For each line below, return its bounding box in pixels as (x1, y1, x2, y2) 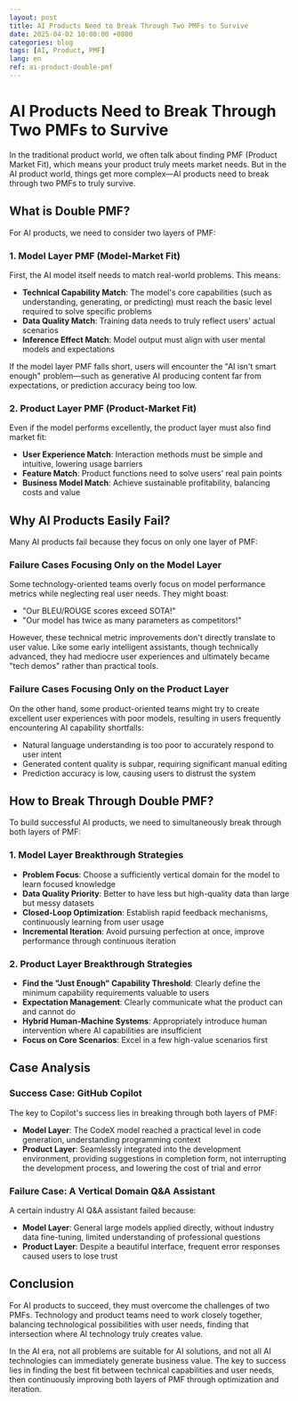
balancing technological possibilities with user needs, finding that (9, 1319, 249, 1330)
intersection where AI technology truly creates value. (9, 1328, 203, 1339)
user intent (21, 749, 62, 760)
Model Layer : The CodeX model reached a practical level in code (21, 1124, 262, 1136)
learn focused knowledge (21, 878, 116, 889)
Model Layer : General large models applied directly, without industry (21, 1222, 274, 1234)
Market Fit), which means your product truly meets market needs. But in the (9, 159, 287, 169)
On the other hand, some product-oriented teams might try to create (9, 703, 260, 713)
